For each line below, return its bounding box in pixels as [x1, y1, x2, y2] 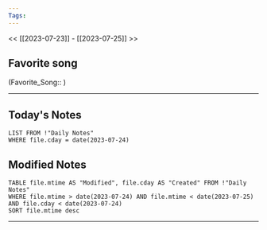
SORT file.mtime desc [8, 207, 80, 215]
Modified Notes [8, 158, 87, 171]
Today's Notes [8, 108, 82, 122]
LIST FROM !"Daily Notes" [8, 129, 94, 138]
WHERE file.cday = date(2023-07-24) [8, 136, 130, 144]
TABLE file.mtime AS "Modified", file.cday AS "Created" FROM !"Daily [8, 179, 247, 187]
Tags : [8, 11, 26, 20]
